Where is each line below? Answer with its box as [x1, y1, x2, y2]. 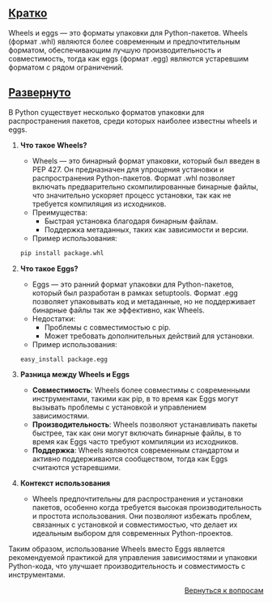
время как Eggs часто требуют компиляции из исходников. [32, 437, 239, 447]
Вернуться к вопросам [184, 586, 264, 596]
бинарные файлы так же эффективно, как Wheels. [32, 305, 205, 315]
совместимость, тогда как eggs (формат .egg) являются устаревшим [8, 53, 249, 63]
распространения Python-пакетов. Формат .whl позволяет [32, 173, 236, 183]
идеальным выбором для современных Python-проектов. [32, 529, 233, 538]
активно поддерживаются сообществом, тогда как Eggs [32, 454, 228, 464]
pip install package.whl [19, 248, 104, 257]
